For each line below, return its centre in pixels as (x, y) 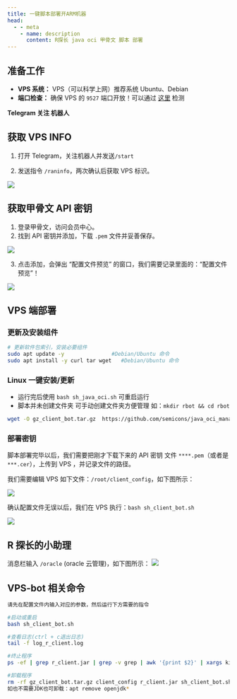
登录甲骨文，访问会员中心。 (58, 226)
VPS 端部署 (32, 310)
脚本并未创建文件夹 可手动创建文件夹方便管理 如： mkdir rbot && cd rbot (124, 406)
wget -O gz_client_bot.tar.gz (52, 419)
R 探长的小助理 (39, 545)
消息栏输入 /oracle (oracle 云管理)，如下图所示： (79, 564)
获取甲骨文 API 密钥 (50, 208)
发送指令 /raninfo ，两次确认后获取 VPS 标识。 (85, 171)
